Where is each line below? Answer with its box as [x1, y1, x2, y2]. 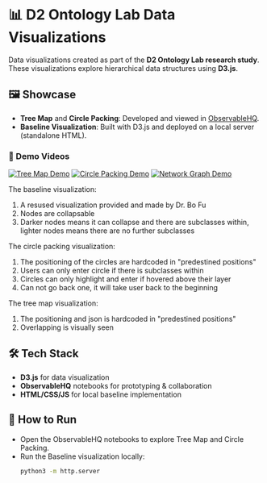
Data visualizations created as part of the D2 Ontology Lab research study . [8, 55, 260, 65]
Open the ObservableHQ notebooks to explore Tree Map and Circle [19, 434, 244, 443]
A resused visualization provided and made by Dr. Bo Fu [19, 200, 207, 210]
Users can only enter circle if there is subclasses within [19, 266, 204, 276]
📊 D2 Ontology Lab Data [8, 6, 176, 24]
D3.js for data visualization [19, 372, 110, 382]
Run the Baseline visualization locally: [19, 452, 145, 461]
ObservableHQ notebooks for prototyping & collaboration [19, 381, 212, 390]
